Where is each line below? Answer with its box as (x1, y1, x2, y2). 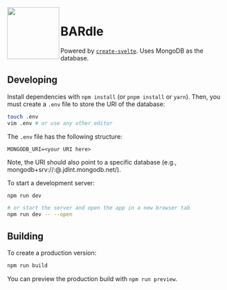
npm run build (7, 262, 48, 269)
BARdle (60, 24, 104, 40)
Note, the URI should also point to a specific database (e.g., (7, 157, 177, 166)
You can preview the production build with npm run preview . (7, 274, 178, 283)
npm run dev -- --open (7, 211, 73, 218)
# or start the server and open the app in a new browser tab (7, 205, 190, 212)
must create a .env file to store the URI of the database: (7, 100, 165, 108)
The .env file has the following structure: (7, 132, 122, 141)
